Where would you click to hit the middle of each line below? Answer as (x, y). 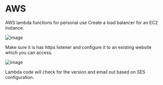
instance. (15, 27)
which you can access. (29, 52)
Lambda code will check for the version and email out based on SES (75, 72)
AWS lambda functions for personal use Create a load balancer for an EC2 (82, 22)
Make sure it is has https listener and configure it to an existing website (78, 47)
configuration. (19, 77)
